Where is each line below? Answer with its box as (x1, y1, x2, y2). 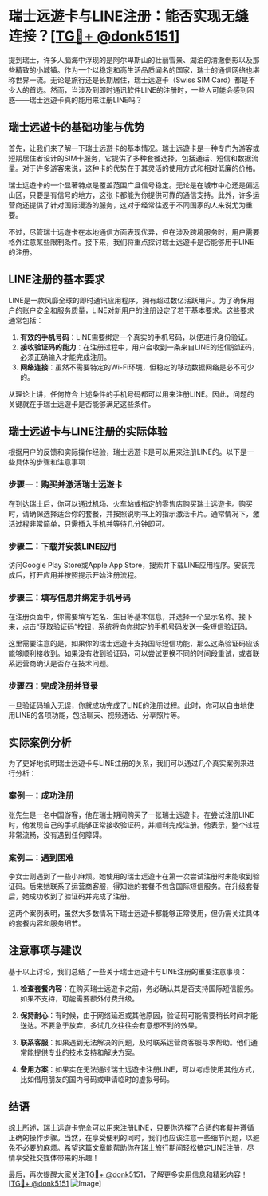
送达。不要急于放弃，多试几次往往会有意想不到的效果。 (19, 1020, 202, 1030)
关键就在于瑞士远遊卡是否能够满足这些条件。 (8, 399, 156, 409)
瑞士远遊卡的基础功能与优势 (8, 120, 145, 134)
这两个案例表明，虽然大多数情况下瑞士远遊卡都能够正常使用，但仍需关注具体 (8, 908, 260, 918)
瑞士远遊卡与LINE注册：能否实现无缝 (8, 7, 250, 26)
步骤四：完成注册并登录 (8, 681, 98, 692)
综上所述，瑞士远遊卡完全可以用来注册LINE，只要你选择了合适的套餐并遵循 (8, 1123, 254, 1132)
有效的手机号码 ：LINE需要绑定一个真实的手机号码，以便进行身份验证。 (19, 332, 253, 341)
